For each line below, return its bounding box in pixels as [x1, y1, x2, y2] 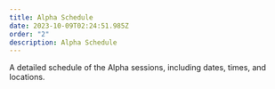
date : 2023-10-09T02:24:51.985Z [9, 21, 129, 30]
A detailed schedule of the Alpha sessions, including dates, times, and [9, 62, 267, 73]
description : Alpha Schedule [9, 37, 117, 47]
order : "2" [9, 29, 50, 38]
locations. [9, 72, 45, 83]
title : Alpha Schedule [9, 12, 93, 22]
